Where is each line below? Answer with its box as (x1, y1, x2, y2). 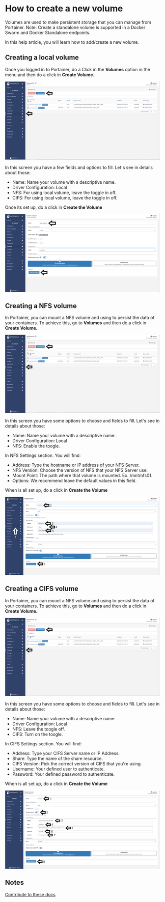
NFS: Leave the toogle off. (12, 726, 65, 732)
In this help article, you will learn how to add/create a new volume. (5, 39, 139, 45)
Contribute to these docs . (5, 891, 57, 897)
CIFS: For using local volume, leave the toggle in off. (12, 195, 118, 201)
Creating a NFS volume (5, 302, 77, 310)
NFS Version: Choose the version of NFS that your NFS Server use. (12, 467, 148, 473)
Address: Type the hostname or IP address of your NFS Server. (12, 462, 140, 468)
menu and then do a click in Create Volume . (5, 72, 95, 78)
